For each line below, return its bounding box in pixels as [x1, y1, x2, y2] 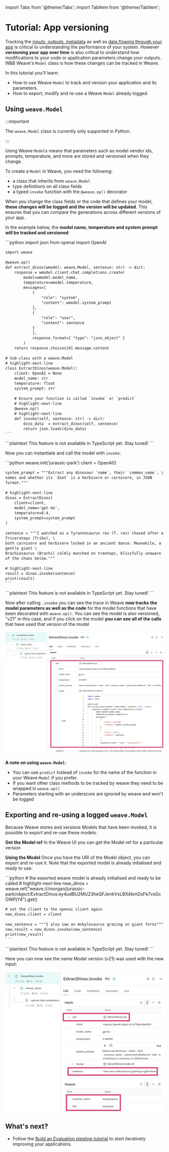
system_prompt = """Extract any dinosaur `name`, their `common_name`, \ [5, 470, 164, 475]
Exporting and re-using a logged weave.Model [5, 811, 148, 819]
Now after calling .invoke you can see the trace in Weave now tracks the [5, 600, 157, 606]
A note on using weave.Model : [5, 760, 67, 766]
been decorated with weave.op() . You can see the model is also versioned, [5, 610, 160, 616]
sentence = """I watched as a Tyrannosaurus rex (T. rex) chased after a [5, 531, 164, 536]
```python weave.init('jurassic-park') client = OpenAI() [5, 459, 117, 466]
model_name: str [14, 376, 49, 381]
